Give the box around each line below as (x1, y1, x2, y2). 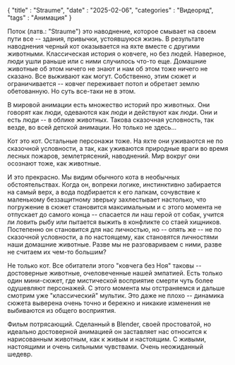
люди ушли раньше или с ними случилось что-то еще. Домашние (7, 57, 207, 66)
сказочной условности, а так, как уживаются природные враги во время (7, 144, 229, 152)
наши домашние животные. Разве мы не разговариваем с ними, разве (7, 240, 222, 249)
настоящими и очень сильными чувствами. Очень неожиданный (7, 342, 203, 351)
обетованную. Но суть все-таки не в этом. (7, 87, 136, 95)
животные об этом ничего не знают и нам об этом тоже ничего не (7, 65, 208, 73)
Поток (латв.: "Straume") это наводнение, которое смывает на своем (7, 27, 217, 35)
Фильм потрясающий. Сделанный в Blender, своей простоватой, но (7, 320, 212, 328)
